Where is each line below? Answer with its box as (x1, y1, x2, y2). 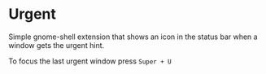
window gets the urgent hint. (8, 40, 105, 50)
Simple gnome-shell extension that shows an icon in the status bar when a (8, 32, 258, 41)
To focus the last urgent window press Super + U (8, 56, 172, 66)
